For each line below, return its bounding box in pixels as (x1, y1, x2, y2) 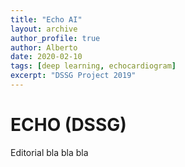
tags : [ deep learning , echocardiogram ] (10, 61, 177, 71)
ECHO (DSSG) (10, 114, 127, 136)
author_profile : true (10, 33, 101, 43)
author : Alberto (10, 42, 78, 53)
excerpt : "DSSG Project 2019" (10, 71, 137, 81)
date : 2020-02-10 (10, 52, 83, 62)
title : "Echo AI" (10, 14, 83, 25)
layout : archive (10, 24, 78, 34)
